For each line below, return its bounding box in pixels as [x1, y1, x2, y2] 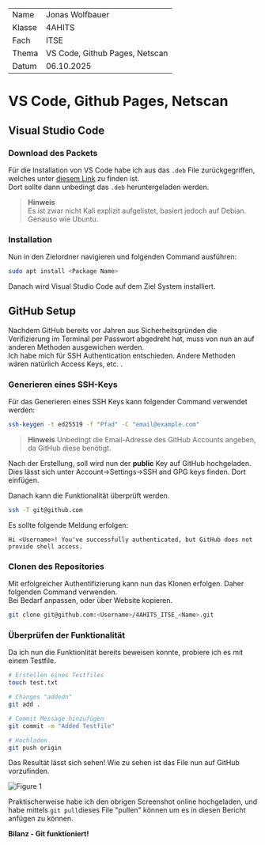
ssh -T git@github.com [8, 506, 83, 514]
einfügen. [8, 476, 40, 485]
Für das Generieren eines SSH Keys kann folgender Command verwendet [8, 397, 248, 407]
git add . [8, 700, 41, 708]
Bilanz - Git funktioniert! [8, 829, 89, 839]
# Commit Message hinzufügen [8, 714, 104, 722]
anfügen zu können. [8, 814, 74, 824]
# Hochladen [8, 736, 47, 745]
